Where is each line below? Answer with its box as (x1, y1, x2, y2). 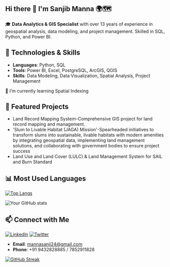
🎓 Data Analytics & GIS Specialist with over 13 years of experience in (5, 21, 153, 27)
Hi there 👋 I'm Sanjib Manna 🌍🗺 (5, 5, 112, 13)
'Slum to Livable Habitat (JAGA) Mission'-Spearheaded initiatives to (12, 127, 154, 133)
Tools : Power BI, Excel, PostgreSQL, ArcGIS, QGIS (12, 67, 118, 73)
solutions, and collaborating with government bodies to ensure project (12, 143, 160, 149)
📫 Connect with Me (5, 215, 70, 224)
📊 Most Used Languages (5, 174, 86, 183)
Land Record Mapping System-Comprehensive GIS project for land (12, 116, 153, 122)
